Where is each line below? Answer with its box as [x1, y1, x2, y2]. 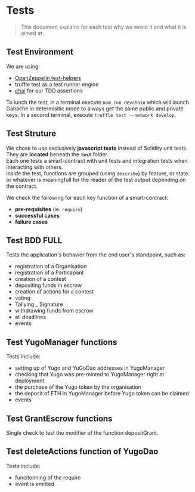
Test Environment [6, 47, 73, 57]
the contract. [6, 182, 38, 190]
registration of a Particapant [14, 269, 84, 276]
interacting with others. [6, 163, 63, 171]
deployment [14, 377, 45, 385]
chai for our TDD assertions [14, 87, 83, 94]
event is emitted [14, 480, 55, 487]
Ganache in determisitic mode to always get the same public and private [6, 105, 184, 112]
